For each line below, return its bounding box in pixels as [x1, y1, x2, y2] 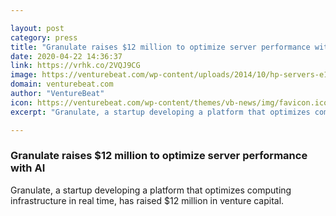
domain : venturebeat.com [10, 79, 114, 90]
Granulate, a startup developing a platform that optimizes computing [10, 184, 292, 196]
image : [10, 70, 38, 80]
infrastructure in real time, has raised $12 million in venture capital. [10, 194, 285, 206]
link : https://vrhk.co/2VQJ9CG [10, 61, 141, 71]
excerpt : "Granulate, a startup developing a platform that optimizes [10, 107, 311, 117]
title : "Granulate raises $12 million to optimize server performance [10, 42, 311, 52]
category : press [10, 32, 78, 43]
